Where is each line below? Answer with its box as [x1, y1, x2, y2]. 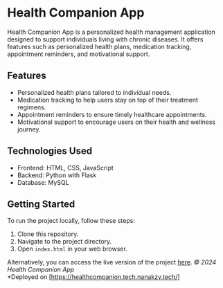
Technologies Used [7, 145, 92, 157]
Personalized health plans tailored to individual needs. [17, 88, 172, 96]
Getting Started [7, 198, 75, 210]
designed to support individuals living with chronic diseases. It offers [7, 35, 204, 43]
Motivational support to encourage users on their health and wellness [17, 118, 216, 126]
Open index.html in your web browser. [17, 244, 128, 253]
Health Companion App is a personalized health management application [7, 28, 216, 36]
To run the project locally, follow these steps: [7, 217, 135, 225]
